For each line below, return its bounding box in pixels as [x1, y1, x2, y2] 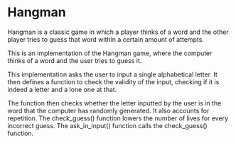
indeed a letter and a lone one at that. [7, 85, 117, 93]
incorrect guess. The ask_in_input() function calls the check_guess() [7, 121, 208, 130]
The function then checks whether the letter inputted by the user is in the [7, 98, 222, 107]
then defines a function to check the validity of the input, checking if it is [7, 77, 220, 86]
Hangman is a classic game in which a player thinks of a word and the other [7, 28, 229, 36]
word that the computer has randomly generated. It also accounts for [7, 106, 210, 115]
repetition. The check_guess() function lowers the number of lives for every [7, 114, 229, 122]
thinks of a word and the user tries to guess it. [7, 56, 142, 64]
